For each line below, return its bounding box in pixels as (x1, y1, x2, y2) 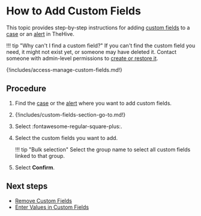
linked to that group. (14, 152, 65, 159)
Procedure (6, 84, 47, 94)
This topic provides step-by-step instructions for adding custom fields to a (6, 24, 190, 31)
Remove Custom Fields (14, 197, 72, 204)
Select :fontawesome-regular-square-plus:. (14, 123, 122, 130)
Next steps (6, 181, 48, 191)
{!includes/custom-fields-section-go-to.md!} (14, 111, 126, 118)
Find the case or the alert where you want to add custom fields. (14, 99, 172, 107)
